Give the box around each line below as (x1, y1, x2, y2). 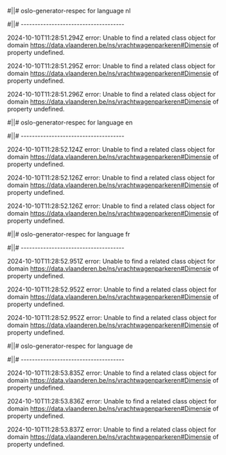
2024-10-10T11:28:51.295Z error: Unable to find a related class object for (7, 62, 216, 70)
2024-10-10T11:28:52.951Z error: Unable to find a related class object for (7, 257, 216, 265)
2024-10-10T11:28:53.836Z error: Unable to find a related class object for (7, 397, 217, 405)
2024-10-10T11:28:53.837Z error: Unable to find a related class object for (7, 425, 217, 433)
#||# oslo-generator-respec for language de (7, 342, 134, 350)
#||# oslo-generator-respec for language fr (7, 230, 131, 238)
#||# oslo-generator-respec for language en (7, 118, 134, 127)
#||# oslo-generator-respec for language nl (7, 7, 131, 15)
